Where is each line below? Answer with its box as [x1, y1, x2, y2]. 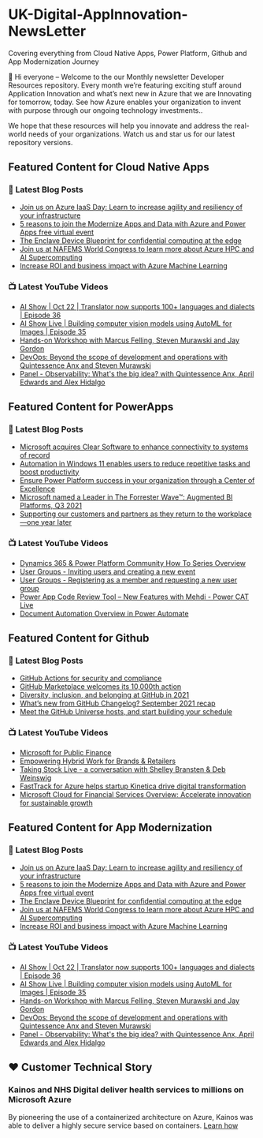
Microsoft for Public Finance [19, 747, 112, 757]
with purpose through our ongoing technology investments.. [8, 105, 203, 115]
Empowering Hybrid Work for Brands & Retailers [19, 756, 176, 766]
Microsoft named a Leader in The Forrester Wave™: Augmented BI [19, 492, 233, 502]
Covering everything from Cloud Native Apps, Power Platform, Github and [8, 48, 247, 58]
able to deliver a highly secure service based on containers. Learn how [8, 1121, 239, 1130]
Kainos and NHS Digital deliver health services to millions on [8, 1084, 244, 1095]
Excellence [19, 484, 56, 493]
